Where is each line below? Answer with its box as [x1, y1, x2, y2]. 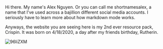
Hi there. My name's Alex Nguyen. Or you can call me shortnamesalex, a [5, 4, 152, 10]
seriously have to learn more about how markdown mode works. [5, 15, 136, 20]
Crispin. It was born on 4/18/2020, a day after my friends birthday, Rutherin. [5, 29, 159, 35]
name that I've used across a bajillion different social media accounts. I [5, 9, 149, 15]
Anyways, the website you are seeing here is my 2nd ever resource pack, [5, 24, 154, 30]
